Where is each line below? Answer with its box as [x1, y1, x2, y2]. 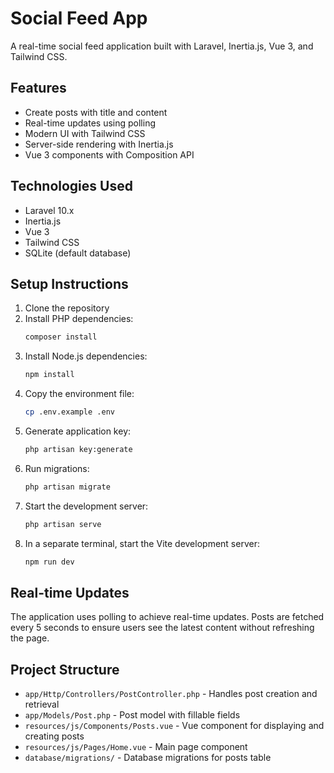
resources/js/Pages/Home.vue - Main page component [24, 741, 248, 753]
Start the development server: [24, 500, 149, 512]
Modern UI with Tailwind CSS [24, 127, 146, 139]
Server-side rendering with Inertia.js [24, 138, 174, 150]
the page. [10, 632, 50, 644]
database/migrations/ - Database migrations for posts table [24, 752, 272, 764]
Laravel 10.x [24, 204, 75, 216]
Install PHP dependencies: [24, 313, 134, 325]
